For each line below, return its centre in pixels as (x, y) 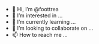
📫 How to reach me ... (40, 35)
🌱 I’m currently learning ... (44, 22)
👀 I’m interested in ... (37, 15)
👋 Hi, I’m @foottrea (35, 9)
